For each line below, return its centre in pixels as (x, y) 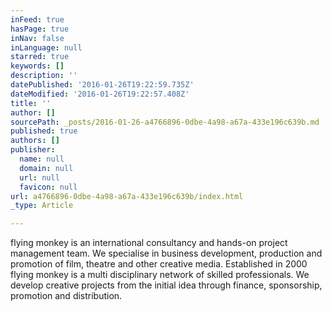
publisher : (33, 150)
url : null (39, 177)
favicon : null (48, 187)
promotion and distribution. (66, 296)
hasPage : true (40, 29)
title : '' (31, 103)
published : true (44, 131)
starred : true (40, 57)
